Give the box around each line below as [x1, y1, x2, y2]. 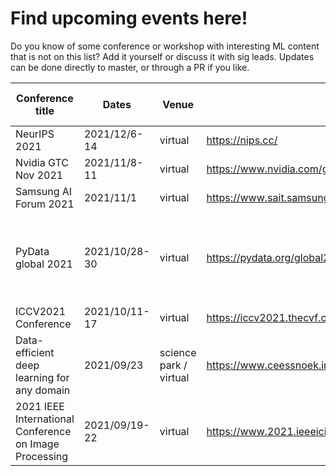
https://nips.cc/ [206, 133, 278, 147]
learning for [15, 370, 70, 384]
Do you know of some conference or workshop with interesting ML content [10, 40, 320, 52]
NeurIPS [15, 127, 55, 141]
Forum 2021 [15, 197, 75, 211]
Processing [15, 449, 69, 463]
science [159, 345, 197, 359]
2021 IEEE [15, 399, 65, 413]
